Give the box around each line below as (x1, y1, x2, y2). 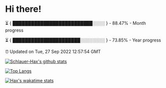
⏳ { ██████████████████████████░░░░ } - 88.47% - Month (5, 20, 146, 26)
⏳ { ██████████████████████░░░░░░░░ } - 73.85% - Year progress (5, 37, 161, 43)
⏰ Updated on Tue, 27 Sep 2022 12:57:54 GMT (5, 48, 101, 54)
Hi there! (5, 3, 42, 15)
